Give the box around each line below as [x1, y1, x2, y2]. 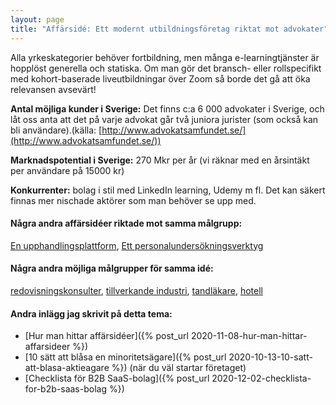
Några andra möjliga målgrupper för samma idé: [10, 262, 214, 275]
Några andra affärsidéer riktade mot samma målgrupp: [10, 217, 243, 230]
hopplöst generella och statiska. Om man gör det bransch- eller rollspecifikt [10, 62, 322, 74]
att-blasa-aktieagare [24, 362, 110, 374]
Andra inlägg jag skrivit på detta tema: [10, 307, 173, 320]
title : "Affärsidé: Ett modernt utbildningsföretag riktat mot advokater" [10, 24, 329, 34]
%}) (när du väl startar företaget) [111, 362, 247, 374]
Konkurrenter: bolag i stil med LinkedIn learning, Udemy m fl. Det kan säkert [10, 184, 326, 196]
